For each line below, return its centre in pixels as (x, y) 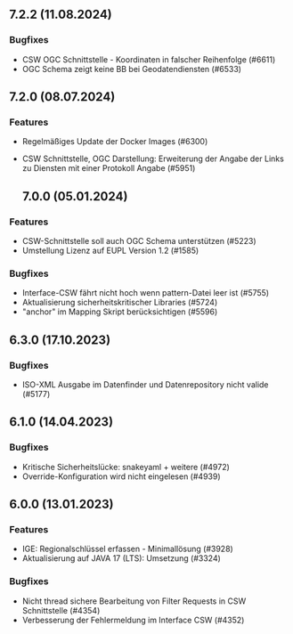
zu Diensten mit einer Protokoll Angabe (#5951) (109, 168)
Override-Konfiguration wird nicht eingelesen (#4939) (121, 476)
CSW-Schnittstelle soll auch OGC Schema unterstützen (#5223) (139, 241)
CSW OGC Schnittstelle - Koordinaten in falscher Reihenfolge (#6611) (149, 59)
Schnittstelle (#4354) (61, 610)
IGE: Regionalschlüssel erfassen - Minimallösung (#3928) (127, 549)
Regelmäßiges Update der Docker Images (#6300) (115, 142)
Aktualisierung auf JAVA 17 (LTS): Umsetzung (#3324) (121, 558)
